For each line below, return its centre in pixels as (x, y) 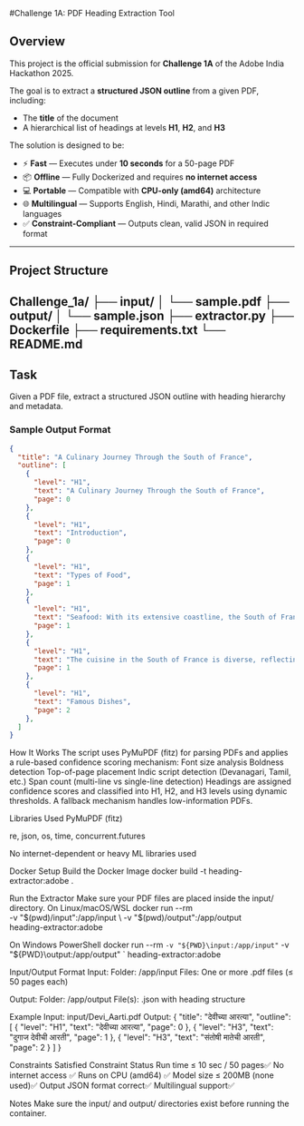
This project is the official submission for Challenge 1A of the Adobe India (147, 64)
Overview (38, 41)
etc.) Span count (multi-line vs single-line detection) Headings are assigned (151, 782)
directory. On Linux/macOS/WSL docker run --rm (101, 908)
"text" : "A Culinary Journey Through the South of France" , (149, 491)
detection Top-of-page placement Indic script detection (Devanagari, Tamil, (150, 772)
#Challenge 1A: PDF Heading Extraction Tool (92, 13)
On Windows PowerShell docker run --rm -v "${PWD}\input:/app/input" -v (149, 945)
